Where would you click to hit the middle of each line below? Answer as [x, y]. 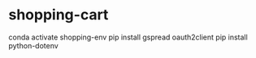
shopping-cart [59, 15]
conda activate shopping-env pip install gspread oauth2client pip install [128, 37]
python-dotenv [33, 45]
